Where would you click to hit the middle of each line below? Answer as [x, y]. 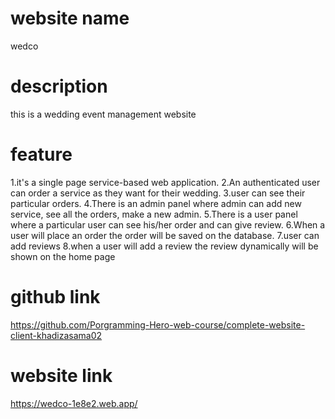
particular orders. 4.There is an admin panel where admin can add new [156, 203]
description [59, 86]
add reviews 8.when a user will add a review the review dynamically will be [164, 246]
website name [70, 18]
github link [55, 297]
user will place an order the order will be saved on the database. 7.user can [165, 235]
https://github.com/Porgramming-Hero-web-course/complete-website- [158, 324]
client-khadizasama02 [56, 335]
